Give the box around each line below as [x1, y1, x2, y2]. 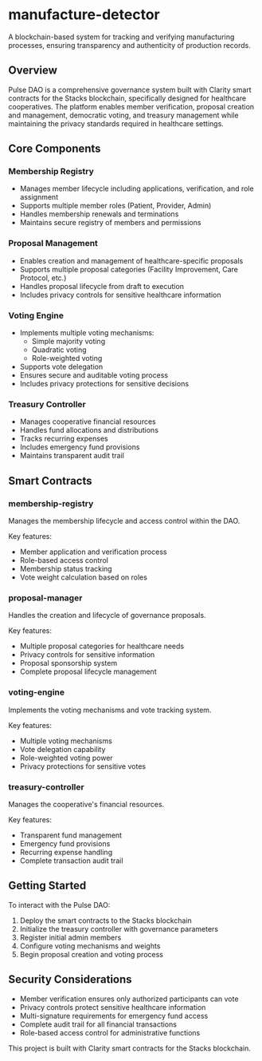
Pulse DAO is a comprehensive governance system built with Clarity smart [8, 85, 252, 94]
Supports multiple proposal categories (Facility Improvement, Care [19, 264, 239, 274]
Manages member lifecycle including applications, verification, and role [19, 184, 254, 193]
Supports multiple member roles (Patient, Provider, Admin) [19, 201, 212, 211]
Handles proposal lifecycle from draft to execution [19, 281, 185, 291]
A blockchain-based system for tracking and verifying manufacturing [8, 32, 235, 42]
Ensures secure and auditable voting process [19, 370, 169, 380]
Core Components [8, 142, 101, 156]
